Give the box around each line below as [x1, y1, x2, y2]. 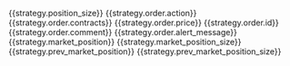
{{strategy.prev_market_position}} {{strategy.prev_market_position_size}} [8, 46, 282, 57]
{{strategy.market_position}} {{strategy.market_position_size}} [8, 36, 242, 47]
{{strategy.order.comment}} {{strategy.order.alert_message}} [8, 27, 237, 37]
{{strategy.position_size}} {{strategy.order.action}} [8, 8, 197, 18]
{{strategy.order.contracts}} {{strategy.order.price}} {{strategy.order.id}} [8, 17, 279, 28]
